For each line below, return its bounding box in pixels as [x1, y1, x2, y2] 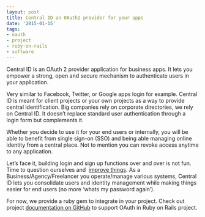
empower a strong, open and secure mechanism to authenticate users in [6, 72, 190, 79]
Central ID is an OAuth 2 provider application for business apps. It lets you [6, 65, 193, 73]
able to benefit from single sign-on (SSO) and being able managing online [6, 134, 192, 142]
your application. [6, 78, 49, 86]
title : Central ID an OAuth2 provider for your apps [6, 15, 144, 21]
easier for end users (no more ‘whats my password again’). [6, 185, 155, 193]
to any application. [6, 147, 53, 155]
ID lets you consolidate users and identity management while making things [6, 178, 197, 186]
